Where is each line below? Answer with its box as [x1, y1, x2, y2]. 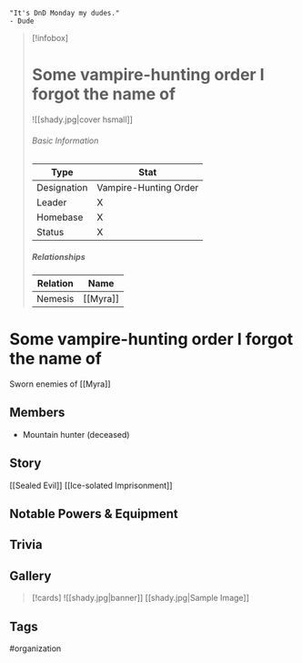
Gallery [9, 568, 52, 584]
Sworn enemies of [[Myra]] [9, 378, 111, 389]
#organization [9, 643, 62, 654]
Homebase [35, 211, 84, 223]
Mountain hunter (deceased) [22, 429, 130, 440]
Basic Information [31, 135, 99, 146]
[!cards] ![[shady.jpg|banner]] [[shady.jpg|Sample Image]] [31, 593, 250, 604]
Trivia [9, 537, 43, 553]
